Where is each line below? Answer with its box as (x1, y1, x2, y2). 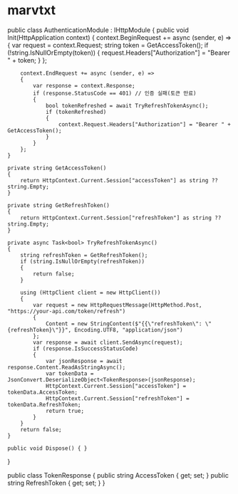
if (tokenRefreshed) (45, 108, 107, 115)
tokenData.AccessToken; (7, 389, 78, 396)
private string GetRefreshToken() (7, 201, 110, 209)
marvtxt (7, 2, 56, 19)
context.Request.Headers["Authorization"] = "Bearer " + (58, 120, 232, 128)
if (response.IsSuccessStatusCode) (33, 345, 139, 352)
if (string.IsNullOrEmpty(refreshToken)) (20, 258, 145, 265)
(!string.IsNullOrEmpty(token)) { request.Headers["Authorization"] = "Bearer (7, 48, 230, 57)
